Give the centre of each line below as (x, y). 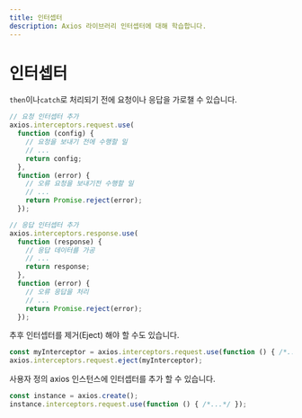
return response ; (58, 267)
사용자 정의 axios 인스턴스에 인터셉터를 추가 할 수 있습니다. (112, 379)
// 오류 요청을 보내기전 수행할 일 (80, 184)
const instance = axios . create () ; (74, 396)
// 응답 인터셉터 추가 (44, 225)
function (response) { (60, 242)
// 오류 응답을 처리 (58, 292)
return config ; (54, 158)
